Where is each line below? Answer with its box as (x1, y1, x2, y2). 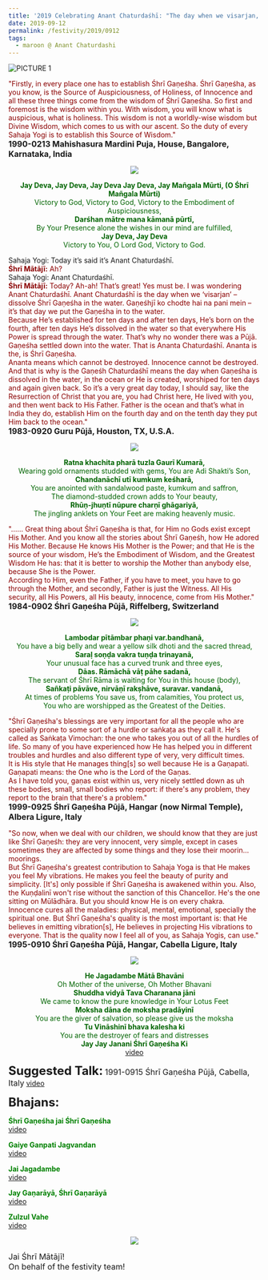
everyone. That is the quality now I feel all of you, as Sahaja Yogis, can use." (8, 930, 259, 941)
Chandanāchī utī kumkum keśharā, (74, 475, 194, 484)
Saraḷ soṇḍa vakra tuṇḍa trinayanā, (74, 650, 194, 660)
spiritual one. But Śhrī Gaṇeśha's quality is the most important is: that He (8, 913, 248, 923)
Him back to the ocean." (8, 417, 88, 427)
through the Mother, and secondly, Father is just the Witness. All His (8, 584, 232, 593)
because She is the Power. (8, 567, 96, 576)
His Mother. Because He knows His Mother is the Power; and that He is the (8, 541, 255, 551)
